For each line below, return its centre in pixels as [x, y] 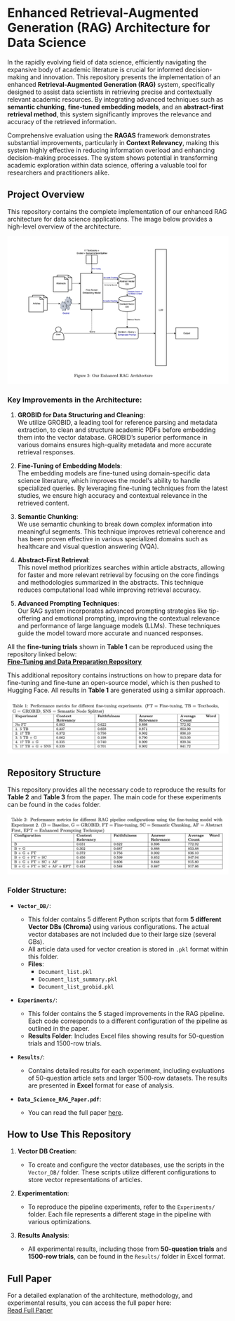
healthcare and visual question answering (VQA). [88, 547]
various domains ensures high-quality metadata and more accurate [115, 445]
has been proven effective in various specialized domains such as [113, 539]
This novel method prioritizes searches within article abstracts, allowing [121, 568]
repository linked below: [42, 654]
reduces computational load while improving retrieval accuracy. [109, 590]
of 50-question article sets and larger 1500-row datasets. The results [128, 1078]
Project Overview [46, 195]
